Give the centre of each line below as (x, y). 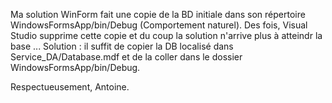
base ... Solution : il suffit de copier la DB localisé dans (122, 46)
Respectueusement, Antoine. (70, 87)
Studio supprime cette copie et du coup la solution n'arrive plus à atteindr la (166, 35)
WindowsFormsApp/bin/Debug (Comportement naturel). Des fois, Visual (159, 25)
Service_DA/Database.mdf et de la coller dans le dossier (126, 57)
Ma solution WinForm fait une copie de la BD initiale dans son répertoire (158, 14)
